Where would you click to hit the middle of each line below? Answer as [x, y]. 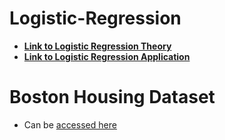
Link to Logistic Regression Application [107, 56]
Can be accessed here [70, 124]
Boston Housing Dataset [112, 97]
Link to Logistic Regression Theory [97, 46]
